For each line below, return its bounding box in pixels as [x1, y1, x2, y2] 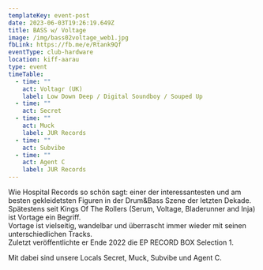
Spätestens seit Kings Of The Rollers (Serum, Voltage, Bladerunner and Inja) [8, 204, 256, 213]
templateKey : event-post [8, 11, 90, 20]
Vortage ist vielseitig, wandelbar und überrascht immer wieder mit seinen [8, 221, 247, 230]
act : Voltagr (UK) [22, 84, 83, 93]
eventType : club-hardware [8, 48, 93, 56]
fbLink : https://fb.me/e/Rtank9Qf [8, 41, 122, 49]
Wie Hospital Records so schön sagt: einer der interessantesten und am [8, 187, 242, 197]
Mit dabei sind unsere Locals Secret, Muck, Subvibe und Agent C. [8, 253, 223, 262]
